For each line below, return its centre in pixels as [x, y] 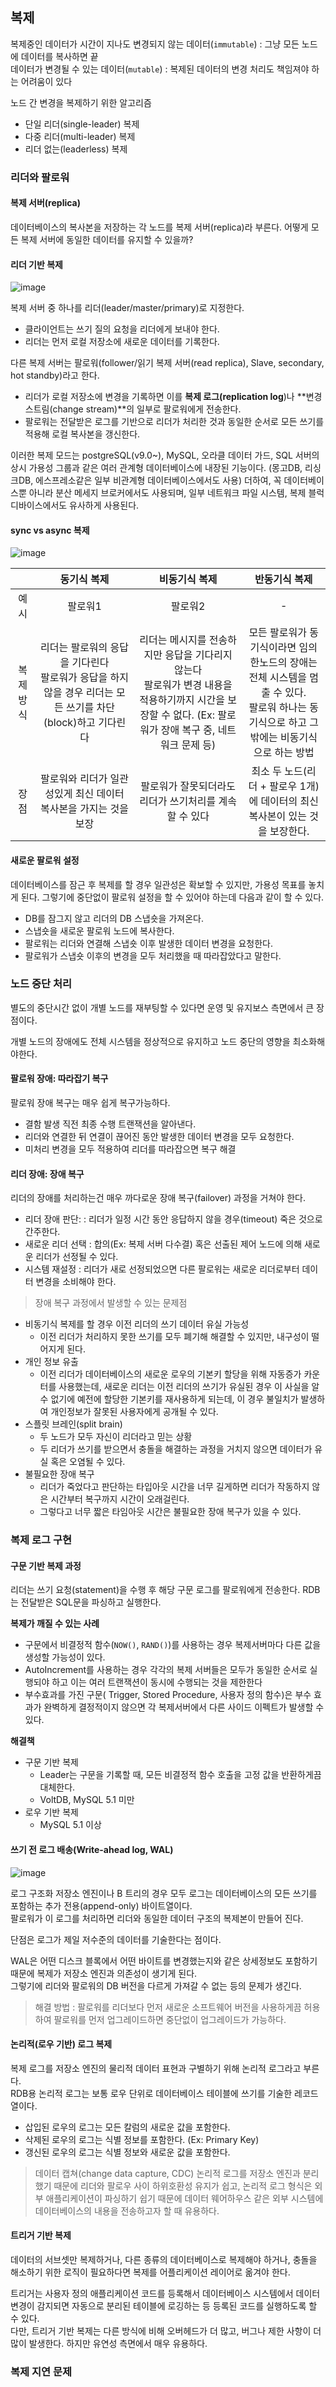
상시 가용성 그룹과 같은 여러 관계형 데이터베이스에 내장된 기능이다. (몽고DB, [156, 468]
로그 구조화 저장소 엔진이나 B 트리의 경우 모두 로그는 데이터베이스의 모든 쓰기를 [164, 1893]
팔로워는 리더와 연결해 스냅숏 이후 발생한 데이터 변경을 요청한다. [148, 943]
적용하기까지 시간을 [182, 700]
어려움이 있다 [46, 81]
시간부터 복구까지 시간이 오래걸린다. [120, 1499]
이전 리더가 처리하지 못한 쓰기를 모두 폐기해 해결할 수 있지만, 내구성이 [174, 1337]
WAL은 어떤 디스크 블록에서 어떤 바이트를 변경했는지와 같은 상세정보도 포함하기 [164, 1960]
